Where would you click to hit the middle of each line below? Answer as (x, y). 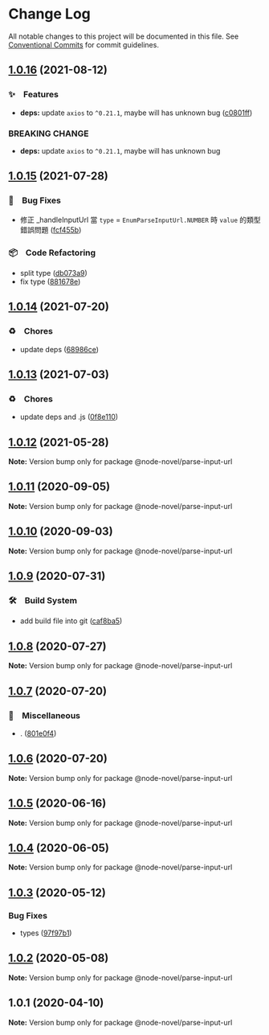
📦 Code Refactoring (52, 253)
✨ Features (33, 95)
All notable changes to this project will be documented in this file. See (124, 36)
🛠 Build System (43, 601)
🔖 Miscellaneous (44, 715)
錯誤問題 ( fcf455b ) (51, 229)
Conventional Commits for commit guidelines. (84, 44)
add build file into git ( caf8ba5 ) (71, 621)
